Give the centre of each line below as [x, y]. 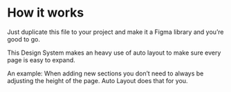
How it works [46, 13]
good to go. [24, 39]
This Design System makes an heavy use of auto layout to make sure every [114, 53]
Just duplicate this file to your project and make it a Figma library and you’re [115, 32]
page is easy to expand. [41, 59]
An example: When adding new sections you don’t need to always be [105, 73]
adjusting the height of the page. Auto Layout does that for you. [98, 80]
